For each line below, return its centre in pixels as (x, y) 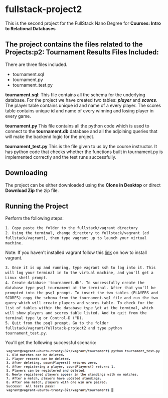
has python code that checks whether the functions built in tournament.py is (84, 152)
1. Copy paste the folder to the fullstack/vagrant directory (71, 228)
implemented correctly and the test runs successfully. (61, 157)
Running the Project (37, 206)
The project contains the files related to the (74, 45)
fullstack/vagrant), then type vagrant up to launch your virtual (76, 238)
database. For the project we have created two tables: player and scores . (81, 100)
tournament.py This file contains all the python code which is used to (77, 126)
